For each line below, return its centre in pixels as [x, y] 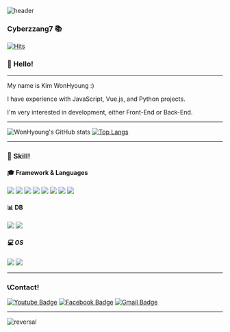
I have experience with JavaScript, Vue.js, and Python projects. [97, 99]
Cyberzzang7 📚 [35, 29]
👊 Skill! [19, 156]
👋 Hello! [21, 64]
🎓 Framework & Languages [48, 173]
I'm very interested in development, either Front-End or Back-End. [100, 112]
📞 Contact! [23, 287]
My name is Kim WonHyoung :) [51, 85]
